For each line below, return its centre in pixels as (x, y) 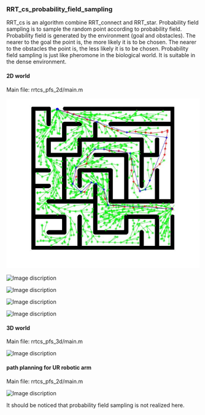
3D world (18, 328)
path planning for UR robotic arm (49, 368)
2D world (18, 76)
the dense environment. (36, 62)
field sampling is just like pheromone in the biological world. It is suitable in (101, 55)
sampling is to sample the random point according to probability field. (94, 29)
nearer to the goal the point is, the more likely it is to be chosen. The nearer (101, 42)
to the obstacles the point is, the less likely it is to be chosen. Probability (98, 49)
